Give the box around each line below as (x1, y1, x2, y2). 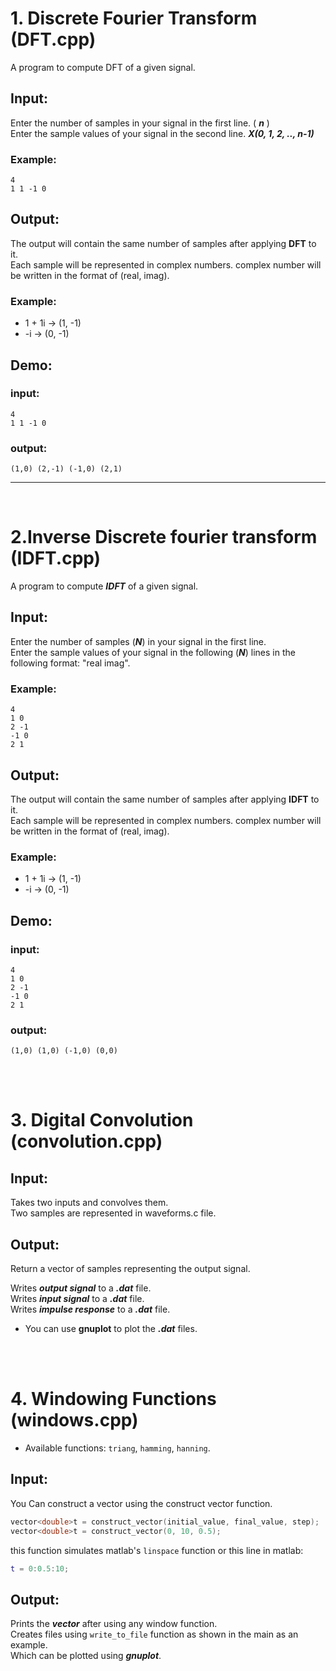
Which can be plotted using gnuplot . (10, 1650, 162, 1662)
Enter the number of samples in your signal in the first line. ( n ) (10, 117, 270, 129)
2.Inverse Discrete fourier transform (10, 526, 318, 549)
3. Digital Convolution (10, 1109, 194, 1132)
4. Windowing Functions (10, 1388, 217, 1411)
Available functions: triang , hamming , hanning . (24, 1442, 211, 1454)
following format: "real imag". (10, 657, 131, 669)
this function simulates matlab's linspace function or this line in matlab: (10, 1544, 304, 1556)
